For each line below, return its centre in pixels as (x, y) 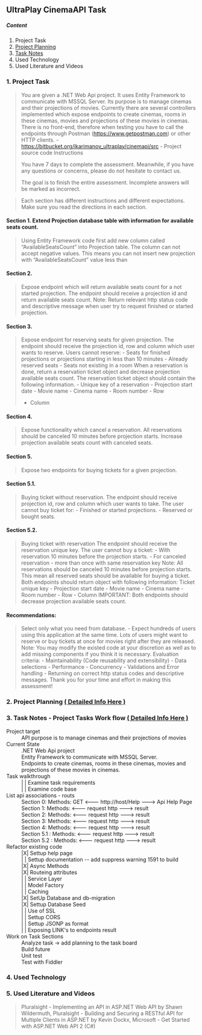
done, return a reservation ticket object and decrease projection (100, 372)
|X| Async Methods (45, 866)
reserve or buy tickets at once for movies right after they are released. (108, 641)
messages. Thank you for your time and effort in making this (96, 680)
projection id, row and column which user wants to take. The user (102, 504)
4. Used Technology (36, 978)
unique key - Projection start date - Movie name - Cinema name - (102, 589)
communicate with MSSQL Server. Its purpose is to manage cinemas (106, 101)
